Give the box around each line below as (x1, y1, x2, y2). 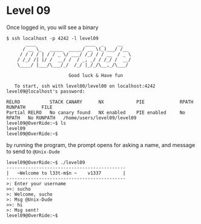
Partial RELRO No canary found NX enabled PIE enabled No (6, 110, 186, 116)
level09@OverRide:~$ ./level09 (6, 159, 85, 165)
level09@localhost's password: (6, 88, 85, 94)
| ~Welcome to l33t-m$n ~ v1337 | (6, 170, 126, 176)
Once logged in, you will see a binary (6, 24, 99, 31)
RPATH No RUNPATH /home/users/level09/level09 (6, 114, 137, 121)
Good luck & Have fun (68, 72, 123, 79)
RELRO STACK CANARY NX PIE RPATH (6, 99, 194, 105)
